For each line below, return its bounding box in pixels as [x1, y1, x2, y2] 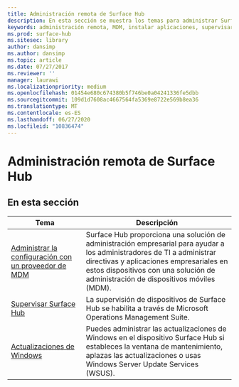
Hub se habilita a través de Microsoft [85, 303, 208, 313]
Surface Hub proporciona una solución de [85, 229, 226, 239]
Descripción [136, 217, 179, 227]
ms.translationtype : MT [7, 103, 78, 110]
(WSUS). [85, 368, 115, 378]
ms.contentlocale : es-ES [7, 109, 81, 116]
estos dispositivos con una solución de [85, 265, 216, 275]
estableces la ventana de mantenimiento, [85, 342, 223, 351]
